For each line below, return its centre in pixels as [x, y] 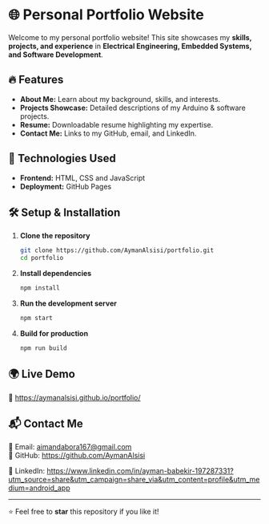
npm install [40, 288]
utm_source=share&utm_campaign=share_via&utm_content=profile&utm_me [134, 480]
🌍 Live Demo [42, 374]
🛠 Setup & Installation [64, 212]
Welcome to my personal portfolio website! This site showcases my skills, [130, 37]
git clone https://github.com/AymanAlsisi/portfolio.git [117, 250]
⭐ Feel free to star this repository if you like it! [84, 512]
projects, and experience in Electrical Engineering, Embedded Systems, [130, 46]
